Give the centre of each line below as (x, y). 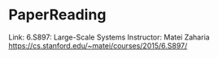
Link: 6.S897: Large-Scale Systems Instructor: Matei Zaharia (109, 37)
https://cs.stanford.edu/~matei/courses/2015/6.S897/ (98, 45)
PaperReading (57, 15)
